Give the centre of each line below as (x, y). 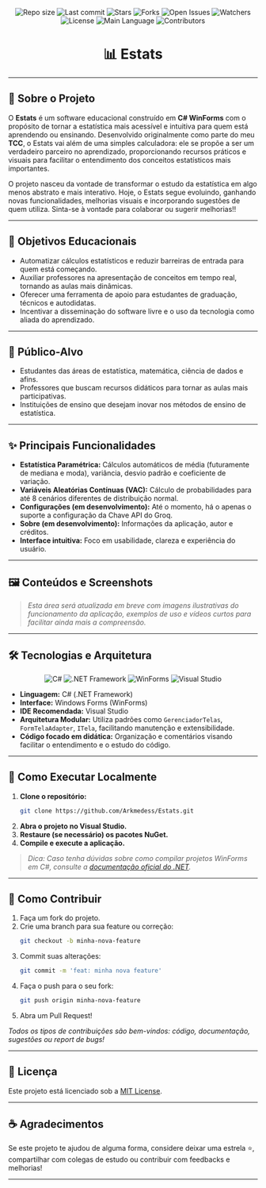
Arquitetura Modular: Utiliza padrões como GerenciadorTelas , (121, 719)
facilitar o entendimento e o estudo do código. (95, 744)
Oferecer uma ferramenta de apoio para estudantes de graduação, (128, 294)
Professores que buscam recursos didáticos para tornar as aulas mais (134, 388)
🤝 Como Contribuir (55, 899)
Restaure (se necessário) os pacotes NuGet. (94, 834)
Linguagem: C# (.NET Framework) (76, 694)
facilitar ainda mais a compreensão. (87, 622)
